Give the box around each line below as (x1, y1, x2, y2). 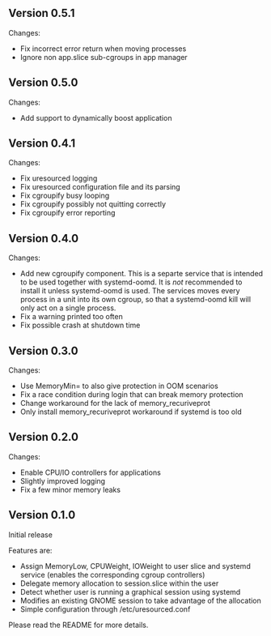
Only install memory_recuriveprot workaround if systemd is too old (19, 407, 242, 416)
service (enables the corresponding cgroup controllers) (19, 570, 205, 579)
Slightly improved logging (19, 476, 106, 485)
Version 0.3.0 (8, 344, 78, 357)
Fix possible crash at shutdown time (19, 320, 141, 331)
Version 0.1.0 (8, 508, 76, 522)
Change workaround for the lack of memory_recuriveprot (19, 399, 210, 408)
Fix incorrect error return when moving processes (19, 44, 187, 53)
